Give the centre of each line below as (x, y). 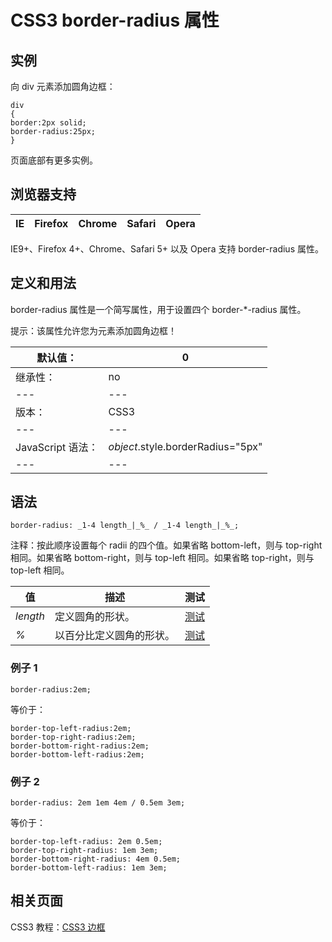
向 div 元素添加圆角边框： (63, 86)
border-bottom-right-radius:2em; (80, 746)
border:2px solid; (48, 123)
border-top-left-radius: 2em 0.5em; (86, 842)
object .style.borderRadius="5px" (185, 446)
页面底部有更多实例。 (54, 160)
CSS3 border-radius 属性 (115, 20)
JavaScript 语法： (57, 447)
